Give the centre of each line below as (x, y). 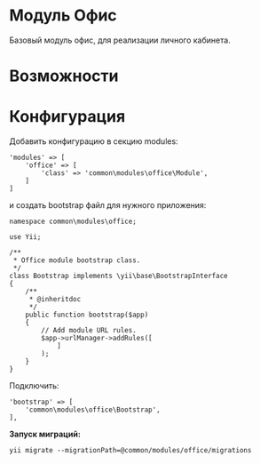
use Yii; (25, 237)
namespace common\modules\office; (73, 222)
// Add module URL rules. (89, 331)
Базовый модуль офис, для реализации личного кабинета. (120, 40)
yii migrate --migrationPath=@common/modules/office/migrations (130, 451)
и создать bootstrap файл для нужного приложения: (108, 205)
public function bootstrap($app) (87, 315)
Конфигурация (67, 117)
